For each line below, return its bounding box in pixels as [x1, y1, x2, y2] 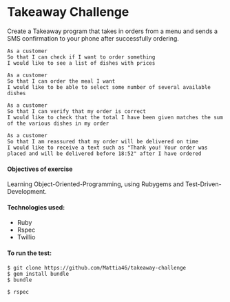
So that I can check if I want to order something [7, 53, 156, 61]
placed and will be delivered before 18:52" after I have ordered [7, 150, 202, 157]
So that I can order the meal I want [7, 77, 116, 85]
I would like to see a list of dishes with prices [7, 59, 156, 66]
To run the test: [7, 249, 52, 257]
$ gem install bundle [7, 270, 70, 277]
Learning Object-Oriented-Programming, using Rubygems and [7, 180, 185, 188]
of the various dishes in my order [7, 120, 109, 127]
